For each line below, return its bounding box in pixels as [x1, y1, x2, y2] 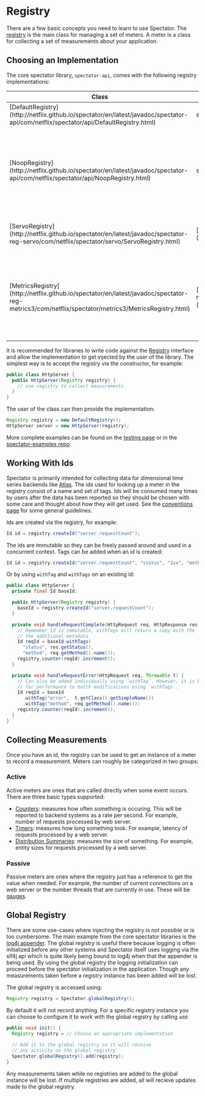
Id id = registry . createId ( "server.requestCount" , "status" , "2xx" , [6, 560, 184, 566]
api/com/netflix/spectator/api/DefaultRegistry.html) [9, 118, 156, 126]
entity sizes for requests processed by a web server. [15, 844, 148, 851]
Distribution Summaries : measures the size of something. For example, [15, 837, 193, 844]
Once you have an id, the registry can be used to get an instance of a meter [6, 751, 196, 758]
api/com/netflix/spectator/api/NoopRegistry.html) [9, 174, 151, 182]
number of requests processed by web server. [15, 817, 132, 825]
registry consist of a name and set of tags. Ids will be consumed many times [6, 487, 198, 494]
